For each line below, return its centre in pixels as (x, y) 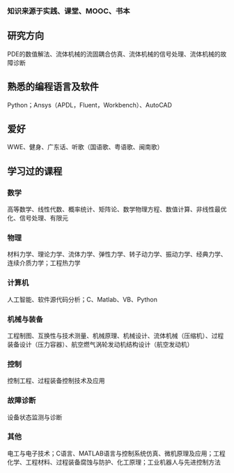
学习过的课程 (35, 171)
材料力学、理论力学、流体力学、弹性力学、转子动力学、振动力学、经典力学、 (117, 254)
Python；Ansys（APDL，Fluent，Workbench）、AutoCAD (90, 105)
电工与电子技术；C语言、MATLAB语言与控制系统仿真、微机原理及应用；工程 (117, 453)
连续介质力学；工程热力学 (44, 263)
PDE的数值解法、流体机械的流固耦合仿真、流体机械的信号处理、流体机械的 (114, 54)
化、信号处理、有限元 (38, 218)
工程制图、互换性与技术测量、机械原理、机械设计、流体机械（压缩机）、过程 (116, 336)
